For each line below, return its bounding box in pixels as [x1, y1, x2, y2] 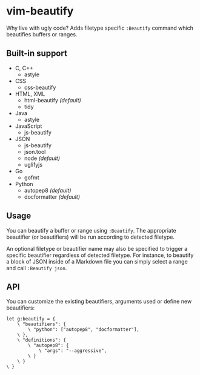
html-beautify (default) [24, 96, 82, 104]
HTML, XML [15, 90, 45, 98]
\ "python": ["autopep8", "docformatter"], [28, 327, 139, 333]
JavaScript [15, 122, 42, 130]
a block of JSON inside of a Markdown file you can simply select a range [6, 257, 188, 265]
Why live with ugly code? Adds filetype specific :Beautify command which [6, 24, 194, 32]
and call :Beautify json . [6, 264, 67, 271]
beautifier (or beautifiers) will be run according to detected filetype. [6, 233, 175, 241]
